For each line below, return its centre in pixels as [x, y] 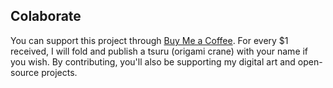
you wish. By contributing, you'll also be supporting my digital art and [153, 61]
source [25, 72]
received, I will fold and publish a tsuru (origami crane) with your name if [159, 51]
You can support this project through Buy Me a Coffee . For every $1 [149, 40]
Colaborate [46, 16]
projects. [59, 72]
